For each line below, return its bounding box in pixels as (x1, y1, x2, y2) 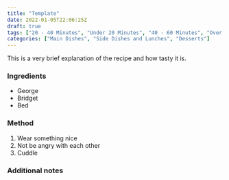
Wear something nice (16, 134, 77, 142)
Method (7, 118, 34, 128)
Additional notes (7, 166, 64, 175)
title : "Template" (7, 10, 60, 17)
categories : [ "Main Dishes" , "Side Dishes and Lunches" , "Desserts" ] (7, 36, 210, 42)
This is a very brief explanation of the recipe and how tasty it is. (7, 54, 186, 62)
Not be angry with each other (16, 141, 101, 149)
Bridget (16, 94, 38, 103)
